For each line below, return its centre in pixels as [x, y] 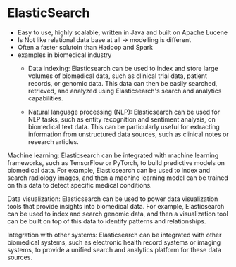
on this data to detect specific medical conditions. [80, 185]
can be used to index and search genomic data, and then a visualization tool [118, 214]
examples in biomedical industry [64, 55]
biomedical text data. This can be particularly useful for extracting [124, 126]
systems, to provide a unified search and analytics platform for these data [114, 249]
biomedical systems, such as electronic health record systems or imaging [114, 242]
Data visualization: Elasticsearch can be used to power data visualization [113, 199]
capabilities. [45, 98]
